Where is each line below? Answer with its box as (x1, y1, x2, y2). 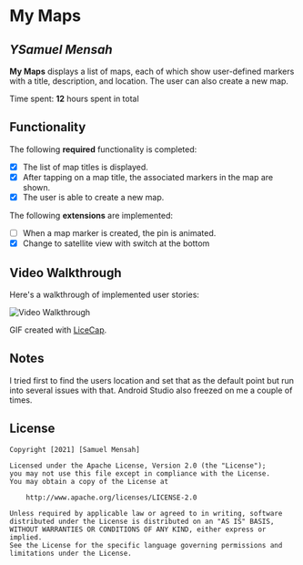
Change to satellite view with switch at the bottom (22, 238, 210, 249)
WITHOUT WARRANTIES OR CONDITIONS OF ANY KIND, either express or (9, 525, 267, 534)
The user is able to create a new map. (22, 191, 165, 202)
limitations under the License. (9, 549, 132, 558)
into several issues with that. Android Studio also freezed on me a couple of (9, 385, 293, 395)
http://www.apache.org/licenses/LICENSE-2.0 (25, 493, 197, 502)
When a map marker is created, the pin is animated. (22, 228, 217, 238)
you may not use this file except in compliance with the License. (9, 468, 271, 478)
